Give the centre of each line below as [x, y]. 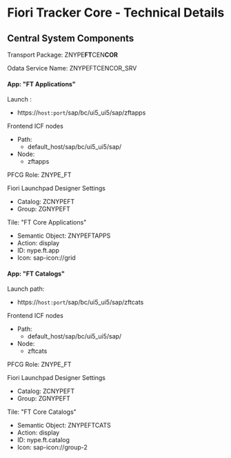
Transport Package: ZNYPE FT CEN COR [63, 55]
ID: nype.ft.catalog [43, 440]
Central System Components [71, 38]
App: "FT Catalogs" [36, 274]
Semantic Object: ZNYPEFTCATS [64, 426]
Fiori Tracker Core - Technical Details [116, 13]
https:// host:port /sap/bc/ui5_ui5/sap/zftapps [81, 113]
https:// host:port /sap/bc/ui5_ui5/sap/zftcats [80, 303]
